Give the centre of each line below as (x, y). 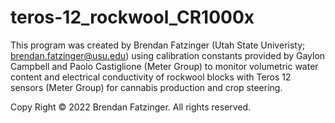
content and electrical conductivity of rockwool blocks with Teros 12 (151, 77)
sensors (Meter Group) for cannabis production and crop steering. (146, 87)
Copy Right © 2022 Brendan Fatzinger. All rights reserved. (131, 107)
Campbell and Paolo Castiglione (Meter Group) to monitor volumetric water (164, 66)
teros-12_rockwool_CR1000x (132, 17)
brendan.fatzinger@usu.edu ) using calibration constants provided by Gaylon (168, 55)
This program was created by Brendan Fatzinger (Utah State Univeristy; (158, 45)
